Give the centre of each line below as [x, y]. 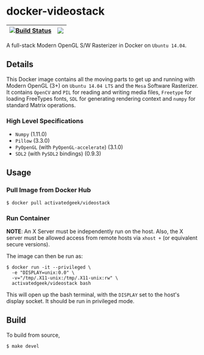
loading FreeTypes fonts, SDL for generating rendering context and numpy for [101, 98]
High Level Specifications [45, 121]
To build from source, [33, 335]
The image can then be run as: [45, 256]
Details [20, 64]
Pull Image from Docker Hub [49, 190]
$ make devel [23, 346]
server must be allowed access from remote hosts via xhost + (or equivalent [102, 238]
